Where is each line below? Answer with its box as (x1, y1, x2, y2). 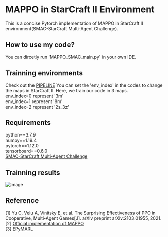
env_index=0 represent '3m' (5, 93, 64, 99)
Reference (5, 196, 39, 205)
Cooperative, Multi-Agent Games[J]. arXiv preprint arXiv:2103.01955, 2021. (5, 215, 162, 221)
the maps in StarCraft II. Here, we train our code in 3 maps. (5, 87, 128, 93)
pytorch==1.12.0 (5, 143, 39, 149)
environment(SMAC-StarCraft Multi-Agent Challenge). (5, 25, 118, 31)
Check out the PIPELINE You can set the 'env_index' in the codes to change (5, 82, 163, 88)
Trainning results (5, 168, 60, 177)
